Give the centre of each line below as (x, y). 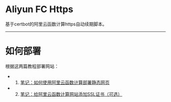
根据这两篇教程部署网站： (32, 66)
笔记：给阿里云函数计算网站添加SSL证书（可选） (71, 94)
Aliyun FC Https (39, 9)
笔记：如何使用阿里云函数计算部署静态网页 (65, 82)
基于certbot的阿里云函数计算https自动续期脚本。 (56, 24)
